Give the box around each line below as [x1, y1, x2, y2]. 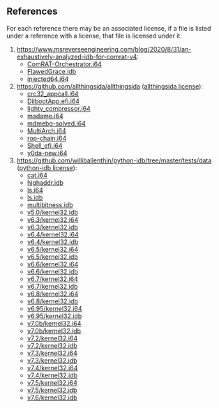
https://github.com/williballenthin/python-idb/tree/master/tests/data [16, 156, 212, 165]
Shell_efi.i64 [27, 141, 63, 149]
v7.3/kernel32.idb [27, 356, 77, 365]
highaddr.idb [27, 178, 64, 187]
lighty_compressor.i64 [27, 104, 91, 112]
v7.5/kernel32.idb [27, 386, 77, 394]
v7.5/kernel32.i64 [27, 378, 77, 386]
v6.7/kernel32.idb [27, 282, 78, 290]
